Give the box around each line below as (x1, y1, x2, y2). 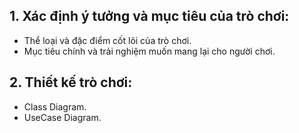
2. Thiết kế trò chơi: (9, 74, 133, 91)
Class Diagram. (23, 100, 87, 113)
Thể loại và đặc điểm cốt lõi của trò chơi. (23, 34, 192, 46)
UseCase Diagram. (23, 111, 102, 123)
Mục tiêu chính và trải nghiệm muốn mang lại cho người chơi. (23, 45, 276, 57)
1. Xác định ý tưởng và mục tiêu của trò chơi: (9, 8, 290, 25)
